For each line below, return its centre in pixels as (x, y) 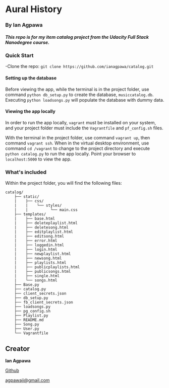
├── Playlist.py (32, 316)
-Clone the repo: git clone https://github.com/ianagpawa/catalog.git (79, 66)
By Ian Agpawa (24, 25)
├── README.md (29, 320)
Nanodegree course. (27, 42)
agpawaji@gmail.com (27, 380)
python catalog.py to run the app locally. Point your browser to (71, 153)
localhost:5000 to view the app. (38, 159)
